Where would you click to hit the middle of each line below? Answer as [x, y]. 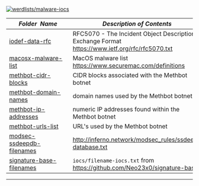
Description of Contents [137, 24]
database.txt [90, 147]
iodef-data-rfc [30, 41]
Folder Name [38, 24]
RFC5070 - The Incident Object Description [134, 34]
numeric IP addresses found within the [126, 109]
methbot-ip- [27, 109]
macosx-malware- [36, 58]
